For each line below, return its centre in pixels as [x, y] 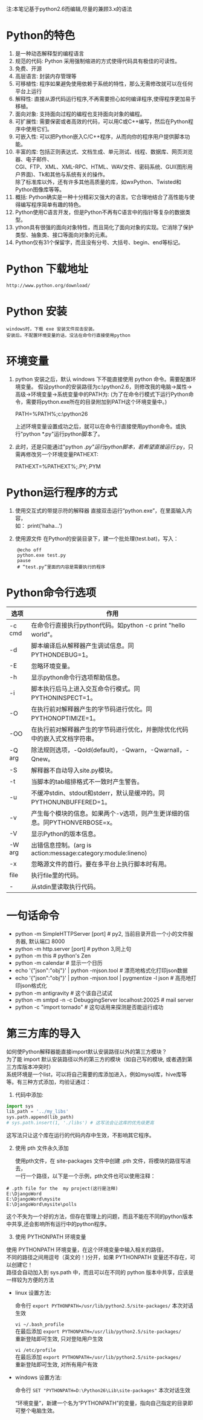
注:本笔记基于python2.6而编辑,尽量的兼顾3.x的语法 [69, 9]
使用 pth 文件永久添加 [42, 1148]
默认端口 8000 [47, 941]
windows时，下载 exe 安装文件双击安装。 [52, 329]
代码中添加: [29, 1094]
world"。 [43, 634]
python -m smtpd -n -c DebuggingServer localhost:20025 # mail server [104, 1000]
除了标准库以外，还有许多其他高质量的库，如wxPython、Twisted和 [98, 182]
